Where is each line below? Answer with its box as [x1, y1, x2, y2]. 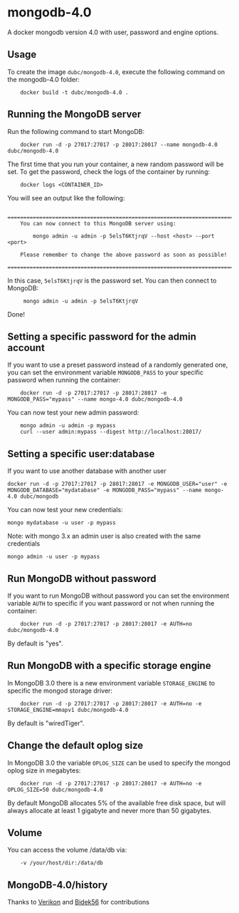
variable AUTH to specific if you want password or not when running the [7, 599, 215, 607]
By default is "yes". [7, 639, 63, 648]
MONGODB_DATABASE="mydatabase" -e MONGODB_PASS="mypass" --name [7, 486, 202, 494]
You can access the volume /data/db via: [7, 846, 127, 855]
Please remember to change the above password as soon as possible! [20, 251, 228, 258]
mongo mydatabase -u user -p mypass [7, 519, 116, 526]
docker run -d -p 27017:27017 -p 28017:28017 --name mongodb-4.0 [20, 141, 218, 148]
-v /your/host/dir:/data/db [20, 860, 103, 867]
